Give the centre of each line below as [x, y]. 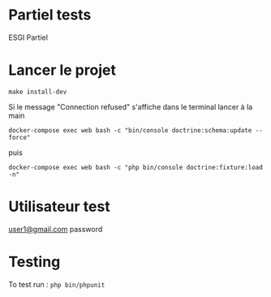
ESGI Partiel [28, 37]
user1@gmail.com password [56, 229]
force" [19, 137]
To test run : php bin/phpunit [57, 284]
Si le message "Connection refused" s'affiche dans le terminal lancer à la [131, 106]
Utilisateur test [60, 207]
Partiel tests [50, 15]
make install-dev [38, 92]
